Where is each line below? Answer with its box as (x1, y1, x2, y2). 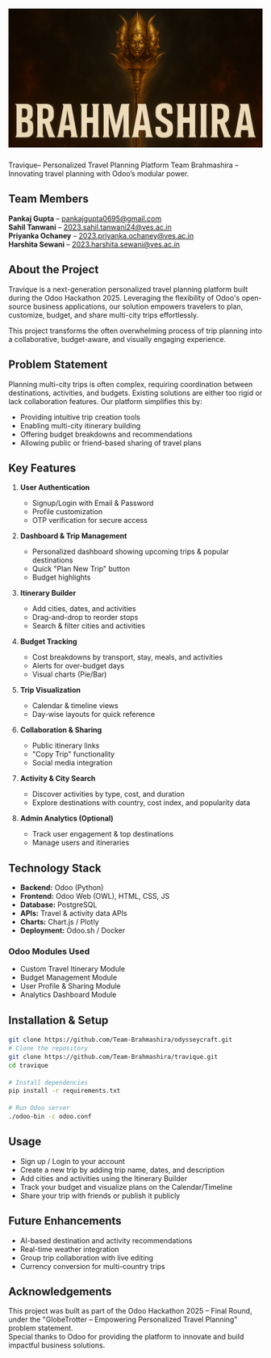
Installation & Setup (8, 1013, 109, 1027)
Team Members (8, 192, 89, 206)
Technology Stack (8, 861, 102, 875)
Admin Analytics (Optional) (19, 813, 115, 824)
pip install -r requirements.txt (8, 1087, 121, 1095)
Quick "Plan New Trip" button (31, 564, 131, 574)
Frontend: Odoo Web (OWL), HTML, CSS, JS (19, 892, 170, 901)
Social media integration (31, 758, 113, 768)
